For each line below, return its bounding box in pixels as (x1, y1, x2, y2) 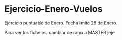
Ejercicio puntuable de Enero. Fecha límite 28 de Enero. (4, 20, 117, 26)
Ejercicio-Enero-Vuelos (4, 3, 103, 15)
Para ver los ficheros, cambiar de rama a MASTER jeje (4, 29, 115, 35)
